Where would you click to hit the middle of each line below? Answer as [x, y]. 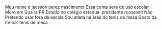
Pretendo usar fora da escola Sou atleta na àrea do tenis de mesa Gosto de [81, 17]
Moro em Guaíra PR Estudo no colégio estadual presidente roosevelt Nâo [79, 12]
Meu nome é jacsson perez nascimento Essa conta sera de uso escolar [77, 7]
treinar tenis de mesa [27, 22]
